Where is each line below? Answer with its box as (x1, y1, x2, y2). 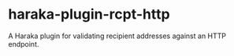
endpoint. (8, 39, 39, 48)
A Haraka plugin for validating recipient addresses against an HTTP (8, 31, 227, 40)
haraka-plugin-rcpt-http (8, 5, 171, 23)
